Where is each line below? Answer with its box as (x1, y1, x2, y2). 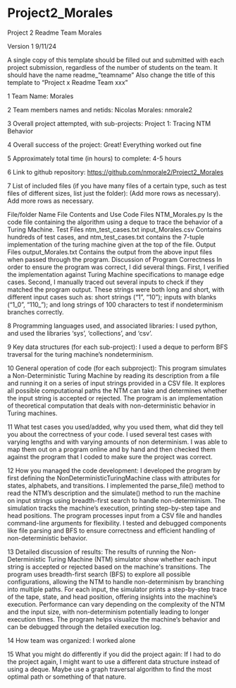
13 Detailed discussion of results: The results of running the (7, 547, 180, 556)
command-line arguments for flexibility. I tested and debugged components (7, 518, 227, 527)
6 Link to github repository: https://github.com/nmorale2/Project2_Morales (7, 167, 224, 176)
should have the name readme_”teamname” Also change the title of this (7, 71, 216, 79)
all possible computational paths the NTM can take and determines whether (7, 386, 228, 395)
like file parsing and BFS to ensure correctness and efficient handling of (7, 526, 216, 535)
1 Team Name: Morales (7, 92, 74, 100)
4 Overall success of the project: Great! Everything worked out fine (7, 140, 202, 149)
